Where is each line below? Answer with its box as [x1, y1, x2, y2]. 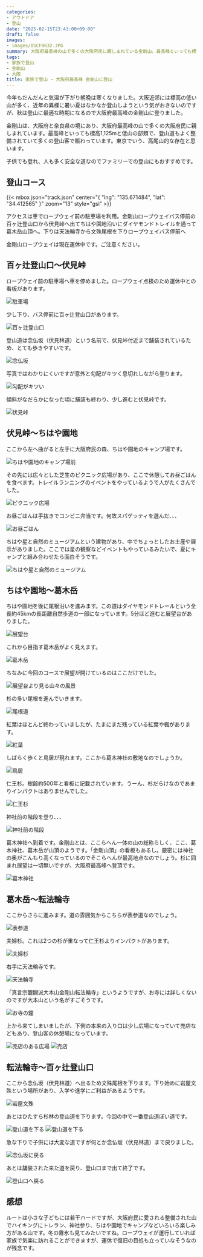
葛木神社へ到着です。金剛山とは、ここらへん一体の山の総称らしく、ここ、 [6, 839, 192, 846]
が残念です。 [6, 1244, 38, 1252]
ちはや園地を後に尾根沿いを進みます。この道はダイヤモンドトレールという [6, 602, 192, 610]
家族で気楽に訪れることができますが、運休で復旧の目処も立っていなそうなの [6, 1236, 197, 1244]
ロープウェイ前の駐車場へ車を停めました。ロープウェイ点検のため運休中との [6, 277, 196, 285]
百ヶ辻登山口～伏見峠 [6, 260, 86, 271]
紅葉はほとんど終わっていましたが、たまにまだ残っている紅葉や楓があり [6, 721, 185, 728]
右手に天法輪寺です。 [6, 963, 59, 971]
